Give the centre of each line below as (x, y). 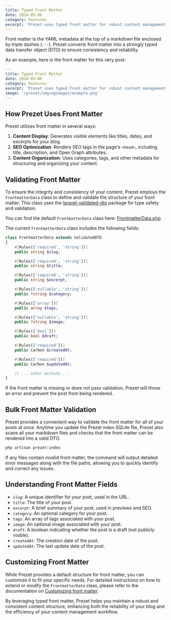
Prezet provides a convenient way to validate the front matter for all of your (84, 422)
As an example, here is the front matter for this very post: (66, 60)
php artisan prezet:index (33, 448)
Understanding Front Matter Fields (61, 485)
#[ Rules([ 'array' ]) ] (36, 303)
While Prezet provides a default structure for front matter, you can (75, 574)
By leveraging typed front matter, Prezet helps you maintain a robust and (82, 600)
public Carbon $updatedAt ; (43, 364)
